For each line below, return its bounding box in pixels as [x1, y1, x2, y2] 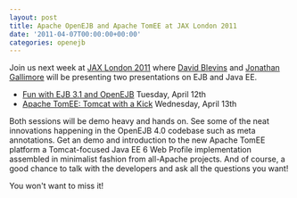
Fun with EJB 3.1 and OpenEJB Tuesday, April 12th [21, 89, 207, 100]
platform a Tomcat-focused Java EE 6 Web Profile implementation [9, 144, 252, 155]
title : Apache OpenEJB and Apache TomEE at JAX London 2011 [9, 21, 238, 30]
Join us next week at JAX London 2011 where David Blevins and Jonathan [9, 62, 281, 73]
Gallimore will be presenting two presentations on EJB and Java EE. [9, 72, 258, 83]
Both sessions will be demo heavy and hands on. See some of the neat [9, 116, 270, 127]
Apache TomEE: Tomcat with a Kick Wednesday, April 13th [21, 99, 237, 110]
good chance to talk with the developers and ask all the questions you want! [9, 163, 289, 174]
